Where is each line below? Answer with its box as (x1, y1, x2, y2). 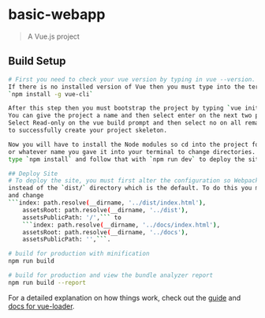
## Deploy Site (8, 170, 58, 178)
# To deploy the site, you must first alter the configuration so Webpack (8, 177, 259, 185)
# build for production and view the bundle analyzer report (8, 271, 214, 279)
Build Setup (8, 54, 66, 68)
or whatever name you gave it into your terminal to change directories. (8, 148, 256, 155)
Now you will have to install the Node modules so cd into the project (8, 140, 248, 148)
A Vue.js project (27, 32, 80, 41)
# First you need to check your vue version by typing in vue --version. (8, 75, 256, 84)
